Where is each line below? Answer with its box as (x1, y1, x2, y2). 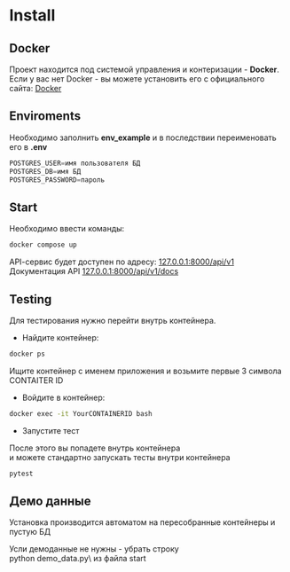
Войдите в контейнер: (21, 392, 106, 403)
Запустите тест (21, 425, 80, 435)
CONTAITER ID (9, 374, 64, 386)
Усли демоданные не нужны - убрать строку (9, 544, 179, 554)
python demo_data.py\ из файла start (9, 553, 146, 564)
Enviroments (9, 108, 82, 124)
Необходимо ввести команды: (9, 223, 125, 234)
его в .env (9, 141, 48, 152)
